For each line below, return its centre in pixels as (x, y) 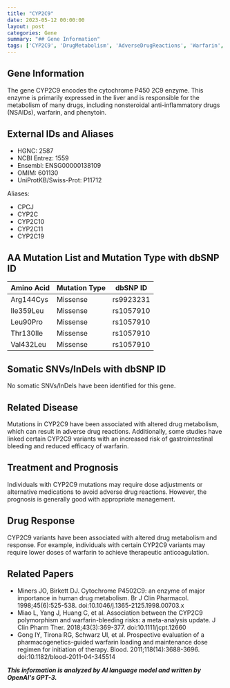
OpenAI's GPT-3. (32, 677)
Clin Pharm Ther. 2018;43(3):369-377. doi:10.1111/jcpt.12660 (102, 627)
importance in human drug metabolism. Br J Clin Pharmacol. (103, 598)
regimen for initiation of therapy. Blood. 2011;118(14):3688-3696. (108, 649)
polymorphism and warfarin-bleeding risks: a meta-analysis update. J (116, 620)
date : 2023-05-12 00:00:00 (46, 20)
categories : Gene (32, 33)
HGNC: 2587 (35, 151)
